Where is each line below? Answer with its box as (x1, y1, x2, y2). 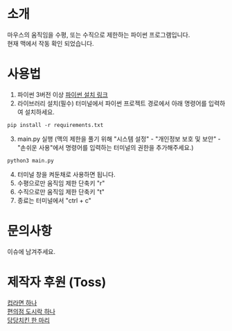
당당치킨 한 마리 (7, 316, 51, 324)
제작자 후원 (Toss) (7, 275, 107, 290)
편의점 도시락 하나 (7, 307, 55, 316)
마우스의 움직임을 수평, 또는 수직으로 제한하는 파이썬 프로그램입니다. (7, 31, 190, 39)
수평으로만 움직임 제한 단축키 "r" (17, 178, 105, 187)
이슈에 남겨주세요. (7, 247, 56, 255)
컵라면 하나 (7, 298, 37, 307)
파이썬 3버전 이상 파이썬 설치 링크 (17, 90, 109, 99)
